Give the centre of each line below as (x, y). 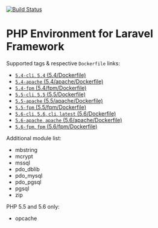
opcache (26, 218)
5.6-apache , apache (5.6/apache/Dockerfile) (68, 120)
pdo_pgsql (28, 182)
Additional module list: (34, 138)
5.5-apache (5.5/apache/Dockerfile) (59, 100)
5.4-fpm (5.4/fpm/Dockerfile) (51, 88)
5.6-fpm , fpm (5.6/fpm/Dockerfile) (56, 126)
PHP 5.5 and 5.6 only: (33, 206)
